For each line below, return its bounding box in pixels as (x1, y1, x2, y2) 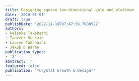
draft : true (5, 17, 30, 22)
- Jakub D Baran (5, 45, 39, 50)
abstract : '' (5, 59, 33, 64)
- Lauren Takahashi (5, 40, 46, 45)
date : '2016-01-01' (5, 12, 46, 17)
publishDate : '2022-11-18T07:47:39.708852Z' (5, 21, 100, 27)
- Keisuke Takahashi (5, 31, 49, 36)
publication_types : (5, 49, 46, 54)
